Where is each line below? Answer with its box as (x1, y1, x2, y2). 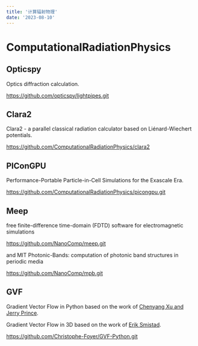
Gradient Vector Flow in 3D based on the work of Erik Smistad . (6, 321, 161, 328)
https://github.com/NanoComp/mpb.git (6, 269, 104, 277)
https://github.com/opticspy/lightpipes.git (6, 91, 110, 99)
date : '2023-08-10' (6, 14, 55, 20)
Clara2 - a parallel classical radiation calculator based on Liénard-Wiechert (6, 125, 192, 132)
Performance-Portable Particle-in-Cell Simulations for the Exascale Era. (6, 177, 184, 184)
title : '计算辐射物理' (6, 8, 58, 15)
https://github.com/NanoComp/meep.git (6, 239, 107, 247)
